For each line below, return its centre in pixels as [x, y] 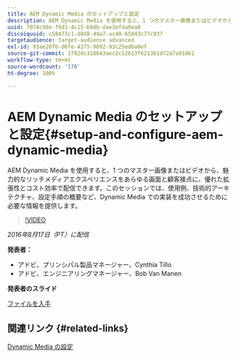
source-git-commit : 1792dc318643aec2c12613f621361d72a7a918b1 [101, 54]
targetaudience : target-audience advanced [71, 40]
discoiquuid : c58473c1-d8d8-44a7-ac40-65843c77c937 [85, 34]
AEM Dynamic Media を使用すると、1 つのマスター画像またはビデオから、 [115, 170]
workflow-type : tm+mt [39, 60]
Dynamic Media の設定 [40, 347]
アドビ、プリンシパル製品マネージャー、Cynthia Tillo [95, 265]
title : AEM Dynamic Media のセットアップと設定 [73, 14]
